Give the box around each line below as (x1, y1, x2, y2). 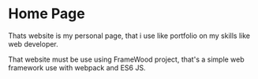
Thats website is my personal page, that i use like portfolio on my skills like (8, 31, 251, 40)
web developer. (8, 39, 59, 48)
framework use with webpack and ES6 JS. (8, 62, 146, 72)
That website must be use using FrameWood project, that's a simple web (8, 55, 245, 64)
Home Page (8, 5, 85, 23)
